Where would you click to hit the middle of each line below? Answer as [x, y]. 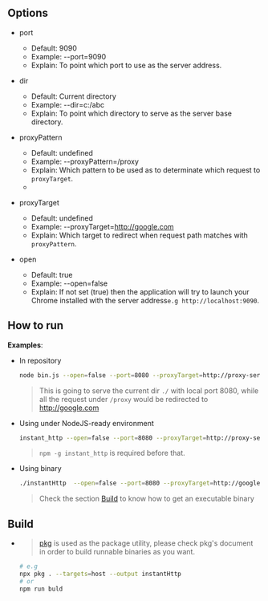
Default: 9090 [54, 48]
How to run [36, 325]
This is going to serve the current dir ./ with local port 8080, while [149, 390]
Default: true [52, 274]
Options [28, 13]
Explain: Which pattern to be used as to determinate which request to [146, 170]
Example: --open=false [69, 283]
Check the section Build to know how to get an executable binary [146, 499]
